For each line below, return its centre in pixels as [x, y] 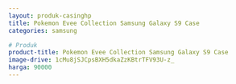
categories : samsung [43, 30]
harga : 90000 [30, 68]
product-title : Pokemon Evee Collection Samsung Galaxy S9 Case [118, 53]
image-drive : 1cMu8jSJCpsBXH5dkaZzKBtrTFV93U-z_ [91, 60]
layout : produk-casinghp [50, 16]
